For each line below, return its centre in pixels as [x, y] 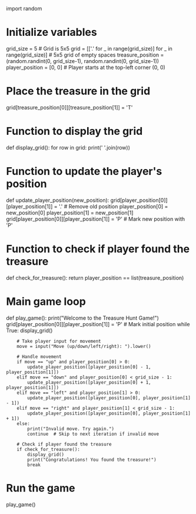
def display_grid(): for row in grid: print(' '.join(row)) [68, 147]
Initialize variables [52, 32]
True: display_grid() [29, 330]
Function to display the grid [74, 131]
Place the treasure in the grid [78, 91]
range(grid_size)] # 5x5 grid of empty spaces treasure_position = [85, 55]
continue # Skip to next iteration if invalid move [93, 434]
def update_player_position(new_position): [58, 200]
